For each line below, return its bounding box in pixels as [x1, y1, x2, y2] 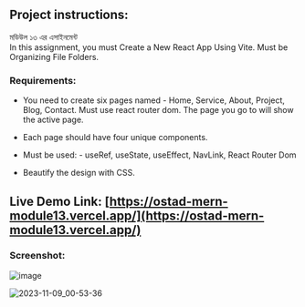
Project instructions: [9, 7, 130, 23]
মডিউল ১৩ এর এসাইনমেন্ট [9, 31, 78, 42]
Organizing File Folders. [9, 51, 99, 62]
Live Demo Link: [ [9, 193, 110, 209]
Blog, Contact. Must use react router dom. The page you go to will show [22, 105, 294, 116]
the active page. [22, 114, 84, 126]
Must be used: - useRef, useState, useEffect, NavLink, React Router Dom [22, 149, 297, 160]
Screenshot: [9, 250, 66, 262]
